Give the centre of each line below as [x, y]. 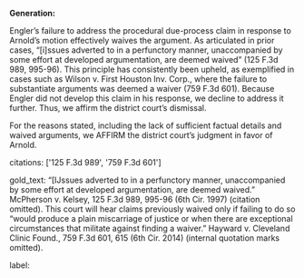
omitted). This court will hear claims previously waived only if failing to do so [152, 209]
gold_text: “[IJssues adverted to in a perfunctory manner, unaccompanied [147, 180]
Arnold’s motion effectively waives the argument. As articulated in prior [142, 40]
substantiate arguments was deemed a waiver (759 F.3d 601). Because [142, 89]
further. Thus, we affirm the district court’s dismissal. [108, 108]
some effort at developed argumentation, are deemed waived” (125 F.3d [144, 60]
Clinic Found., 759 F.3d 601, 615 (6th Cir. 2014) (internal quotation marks [145, 238]
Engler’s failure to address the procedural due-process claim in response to [151, 30]
